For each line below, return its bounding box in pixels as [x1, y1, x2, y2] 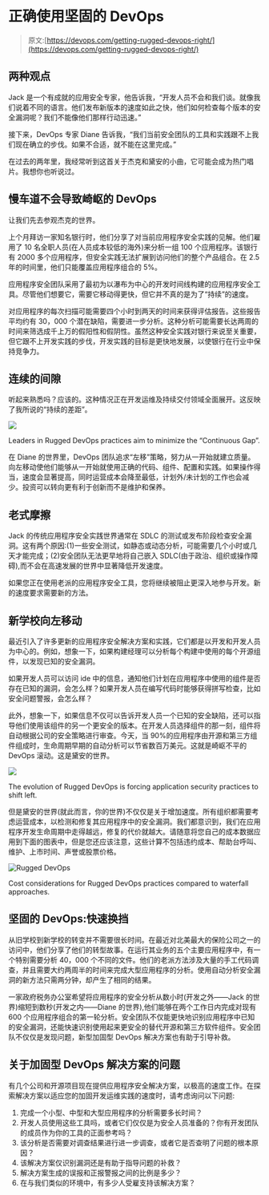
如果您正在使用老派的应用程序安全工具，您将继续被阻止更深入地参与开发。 [8, 578, 254, 587]
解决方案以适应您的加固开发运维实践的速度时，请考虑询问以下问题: [14, 1091, 235, 1100]
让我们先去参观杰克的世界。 [8, 215, 100, 224]
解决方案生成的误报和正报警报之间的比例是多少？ [19, 1168, 182, 1177]
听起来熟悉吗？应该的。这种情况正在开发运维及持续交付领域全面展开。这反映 [8, 394, 261, 405]
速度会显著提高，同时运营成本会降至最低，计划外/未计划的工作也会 [22, 472, 243, 482]
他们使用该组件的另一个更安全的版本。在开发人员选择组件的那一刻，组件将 [14, 721, 261, 730]
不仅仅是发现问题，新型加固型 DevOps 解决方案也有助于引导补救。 [14, 1031, 235, 1042]
